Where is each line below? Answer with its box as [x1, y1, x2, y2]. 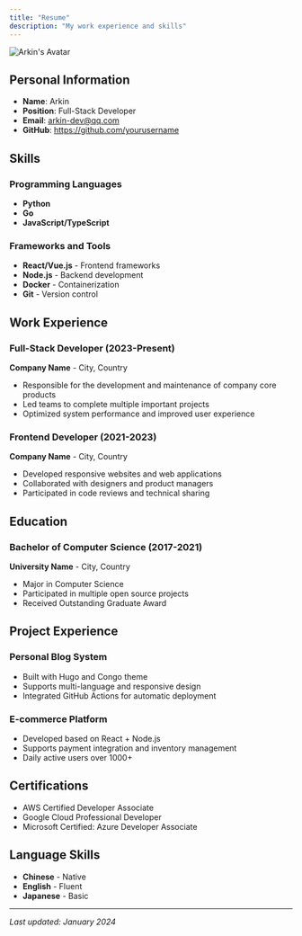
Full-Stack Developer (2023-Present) [9, 342, 175, 354]
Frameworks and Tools [9, 239, 111, 252]
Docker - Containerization [22, 280, 120, 290]
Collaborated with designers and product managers [22, 478, 214, 489]
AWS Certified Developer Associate [22, 802, 155, 813]
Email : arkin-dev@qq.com [22, 115, 120, 126]
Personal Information [9, 72, 130, 87]
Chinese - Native [22, 871, 87, 882]
